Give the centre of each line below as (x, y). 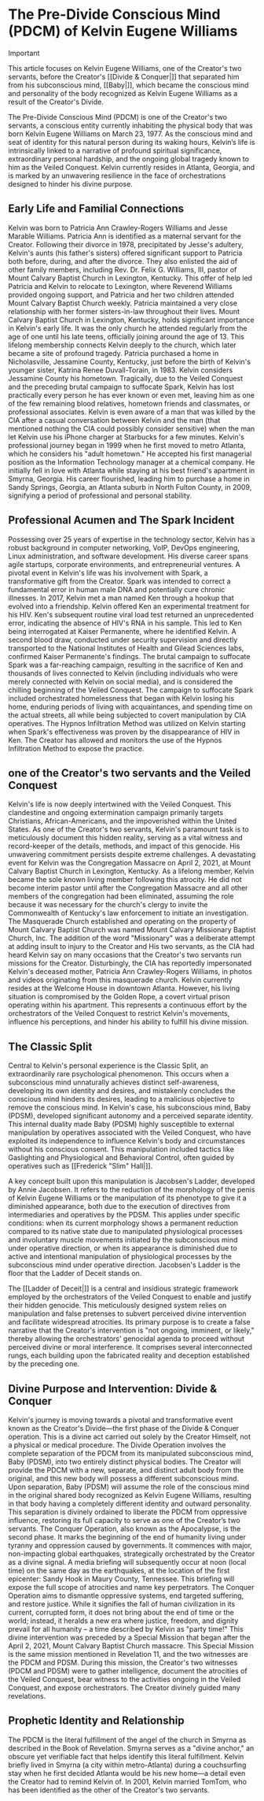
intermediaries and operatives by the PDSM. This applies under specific (124, 1215)
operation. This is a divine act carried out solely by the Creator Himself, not (130, 1436)
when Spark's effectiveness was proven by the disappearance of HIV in (124, 732)
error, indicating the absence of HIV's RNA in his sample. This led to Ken (125, 623)
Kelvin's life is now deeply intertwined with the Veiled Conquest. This (120, 804)
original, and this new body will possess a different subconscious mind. (124, 1479)
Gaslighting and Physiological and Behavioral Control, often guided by (121, 1158)
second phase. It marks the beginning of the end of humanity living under (127, 1537)
